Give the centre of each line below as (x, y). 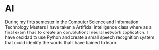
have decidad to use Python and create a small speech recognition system (80, 37)
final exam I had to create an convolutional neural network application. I (77, 32)
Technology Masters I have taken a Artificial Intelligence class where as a (78, 27)
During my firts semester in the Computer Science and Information (72, 22)
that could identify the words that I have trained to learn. (61, 42)
